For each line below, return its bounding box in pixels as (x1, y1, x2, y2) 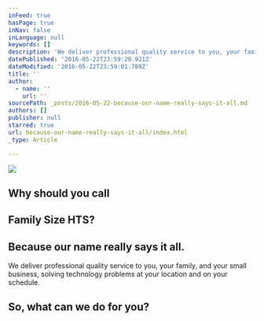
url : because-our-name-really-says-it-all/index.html (8, 128, 189, 136)
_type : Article (8, 135, 58, 144)
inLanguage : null (8, 33, 65, 42)
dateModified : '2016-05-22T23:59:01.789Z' (8, 63, 149, 71)
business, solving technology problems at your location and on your (8, 269, 228, 279)
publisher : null (8, 114, 61, 122)
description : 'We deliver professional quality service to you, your (8, 48, 241, 56)
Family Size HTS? (8, 213, 96, 227)
